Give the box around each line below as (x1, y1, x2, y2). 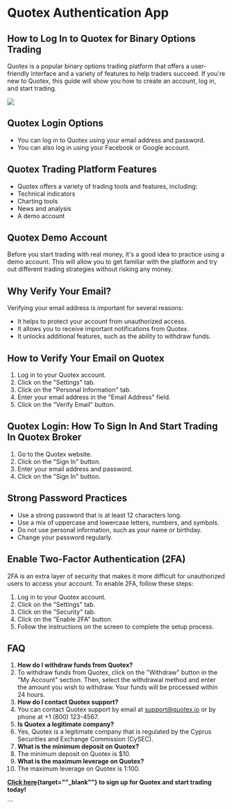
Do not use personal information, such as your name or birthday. (17, 525, 202, 534)
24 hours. (17, 691, 45, 699)
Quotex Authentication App (7, 5, 169, 21)
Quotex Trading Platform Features (7, 164, 158, 176)
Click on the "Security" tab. (17, 608, 96, 616)
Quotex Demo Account (7, 232, 108, 244)
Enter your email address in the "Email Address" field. (17, 393, 172, 401)
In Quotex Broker (7, 431, 82, 443)
